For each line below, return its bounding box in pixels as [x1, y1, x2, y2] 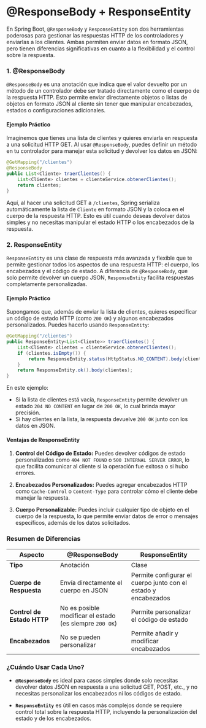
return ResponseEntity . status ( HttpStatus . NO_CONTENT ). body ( [28, 355, 185, 362]
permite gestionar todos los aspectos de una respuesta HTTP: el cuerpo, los [6, 260, 199, 268]
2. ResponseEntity [6, 240, 63, 249]
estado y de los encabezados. [15, 714, 92, 722]
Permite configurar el [131, 570, 192, 579]
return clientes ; [17, 182, 62, 188]
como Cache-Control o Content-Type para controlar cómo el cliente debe [15, 487, 198, 495]
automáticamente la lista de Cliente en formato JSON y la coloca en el [6, 205, 185, 213]
